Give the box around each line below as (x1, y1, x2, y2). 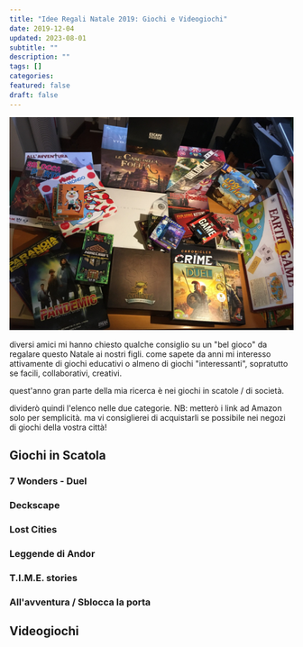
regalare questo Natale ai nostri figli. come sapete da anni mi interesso (9, 348, 271, 360)
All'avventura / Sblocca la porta (9, 596, 151, 608)
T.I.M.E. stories (9, 571, 78, 584)
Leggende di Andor (9, 547, 96, 560)
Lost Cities (9, 523, 58, 535)
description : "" (9, 52, 70, 62)
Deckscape (9, 498, 60, 511)
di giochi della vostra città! (9, 422, 107, 433)
